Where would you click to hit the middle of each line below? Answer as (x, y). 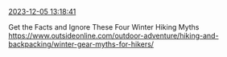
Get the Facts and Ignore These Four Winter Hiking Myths (104, 27)
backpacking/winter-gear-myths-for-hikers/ (81, 44)
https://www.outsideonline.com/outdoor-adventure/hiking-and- (113, 36)
